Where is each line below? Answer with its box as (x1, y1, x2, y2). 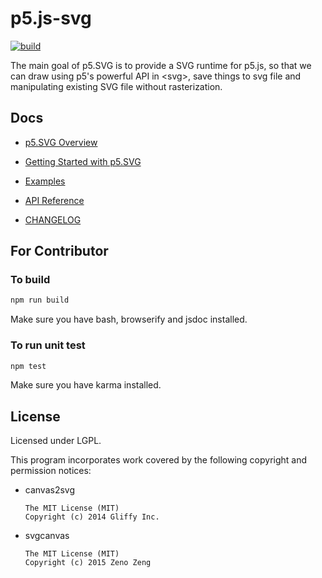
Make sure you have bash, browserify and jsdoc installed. (10, 313, 248, 326)
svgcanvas (24, 530, 70, 542)
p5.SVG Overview (24, 136, 98, 148)
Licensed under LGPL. (10, 435, 102, 447)
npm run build (10, 295, 70, 306)
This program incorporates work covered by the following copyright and (10, 454, 308, 466)
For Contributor (10, 243, 109, 260)
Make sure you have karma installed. (10, 379, 162, 391)
